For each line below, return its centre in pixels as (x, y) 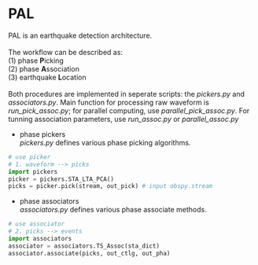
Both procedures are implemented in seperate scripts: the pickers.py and (127, 94)
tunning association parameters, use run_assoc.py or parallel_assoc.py (123, 119)
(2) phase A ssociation (44, 68)
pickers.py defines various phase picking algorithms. (105, 142)
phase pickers (42, 134)
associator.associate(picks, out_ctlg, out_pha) (89, 253)
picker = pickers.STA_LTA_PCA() (61, 179)
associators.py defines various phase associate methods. (113, 210)
